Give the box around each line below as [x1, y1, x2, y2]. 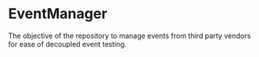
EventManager [8, 5, 108, 23]
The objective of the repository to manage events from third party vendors [8, 31, 251, 40]
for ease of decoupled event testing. [8, 39, 127, 48]
